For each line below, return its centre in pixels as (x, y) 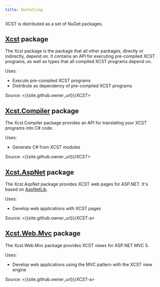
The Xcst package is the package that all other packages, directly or (74, 51)
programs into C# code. (29, 128)
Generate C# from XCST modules (46, 147)
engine (19, 270)
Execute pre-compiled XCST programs (51, 81)
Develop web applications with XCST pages (57, 209)
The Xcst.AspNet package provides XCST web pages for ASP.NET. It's (77, 184)
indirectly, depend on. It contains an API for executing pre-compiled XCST (80, 56)
